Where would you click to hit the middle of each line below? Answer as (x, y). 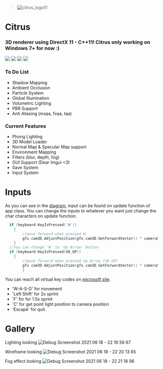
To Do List (17, 72)
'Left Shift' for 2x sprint (35, 294)
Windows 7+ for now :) (32, 48)
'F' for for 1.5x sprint (32, 299)
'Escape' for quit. (29, 309)
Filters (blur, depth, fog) (36, 157)
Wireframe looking (24, 352)
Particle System (28, 93)
